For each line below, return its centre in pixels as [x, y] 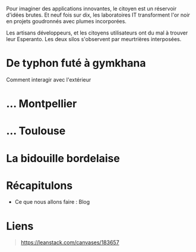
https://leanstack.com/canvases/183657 [70, 242]
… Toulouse [36, 131]
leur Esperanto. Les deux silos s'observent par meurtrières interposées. [94, 39]
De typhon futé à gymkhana [76, 63]
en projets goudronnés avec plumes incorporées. [66, 21]
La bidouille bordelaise [63, 158]
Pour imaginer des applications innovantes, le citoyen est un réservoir [91, 9]
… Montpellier [42, 104]
